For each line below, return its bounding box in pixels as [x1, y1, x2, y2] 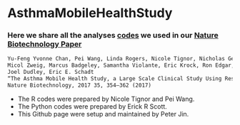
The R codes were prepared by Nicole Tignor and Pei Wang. [17, 94, 195, 103]
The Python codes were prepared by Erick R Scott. [17, 102, 168, 111]
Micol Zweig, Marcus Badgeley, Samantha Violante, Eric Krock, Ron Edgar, [7, 62, 235, 69]
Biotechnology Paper [7, 39, 82, 49]
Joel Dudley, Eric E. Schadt [7, 69, 94, 76]
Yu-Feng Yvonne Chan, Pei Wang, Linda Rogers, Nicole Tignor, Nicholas [7, 55, 225, 62]
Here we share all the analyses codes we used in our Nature [7, 31, 219, 40]
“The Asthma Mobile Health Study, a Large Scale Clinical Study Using [7, 75, 222, 82]
